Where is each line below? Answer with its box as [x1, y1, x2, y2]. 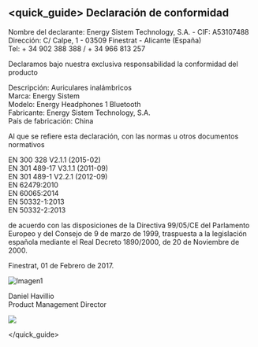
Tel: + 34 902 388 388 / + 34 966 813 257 [8, 43, 146, 54]
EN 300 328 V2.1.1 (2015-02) [8, 155, 101, 164]
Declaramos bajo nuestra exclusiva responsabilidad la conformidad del [8, 59, 238, 68]
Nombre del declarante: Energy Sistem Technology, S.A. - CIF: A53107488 [8, 27, 250, 36]
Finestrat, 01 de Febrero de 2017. [8, 260, 114, 270]
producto [8, 67, 38, 77]
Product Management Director [8, 299, 107, 309]
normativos [8, 139, 45, 149]
